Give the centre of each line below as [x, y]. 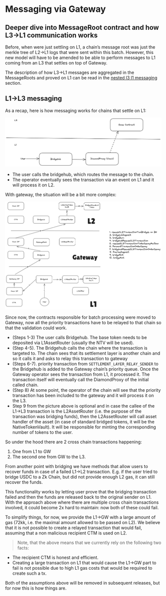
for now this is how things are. [36, 588]
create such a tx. [29, 573]
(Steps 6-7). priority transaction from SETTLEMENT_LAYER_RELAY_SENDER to [85, 363]
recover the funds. [24, 482]
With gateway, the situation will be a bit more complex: [61, 194]
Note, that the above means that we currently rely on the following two [89, 542]
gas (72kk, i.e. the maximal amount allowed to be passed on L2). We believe [83, 522]
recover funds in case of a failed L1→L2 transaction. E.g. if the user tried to [81, 472]
